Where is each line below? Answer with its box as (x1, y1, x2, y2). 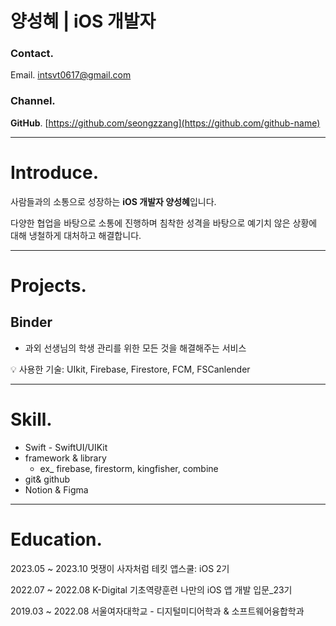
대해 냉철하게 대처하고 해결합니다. (10, 229, 142, 241)
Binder (10, 314, 53, 331)
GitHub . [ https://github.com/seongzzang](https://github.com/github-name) (10, 117, 321, 129)
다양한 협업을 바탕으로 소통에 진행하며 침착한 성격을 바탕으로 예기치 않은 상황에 (10, 217, 318, 229)
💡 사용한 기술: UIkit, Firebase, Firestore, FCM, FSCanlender (10, 363, 251, 375)
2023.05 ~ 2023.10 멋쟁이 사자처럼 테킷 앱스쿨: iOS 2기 (10, 562, 230, 574)
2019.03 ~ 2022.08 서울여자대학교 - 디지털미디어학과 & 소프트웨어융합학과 (10, 605, 305, 617)
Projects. (10, 274, 87, 297)
